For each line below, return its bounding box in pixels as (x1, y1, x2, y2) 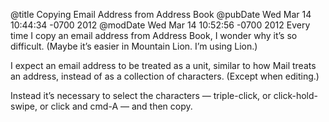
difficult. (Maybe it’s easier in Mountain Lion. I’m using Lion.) (10, 40, 258, 52)
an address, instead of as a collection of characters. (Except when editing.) (10, 70, 320, 82)
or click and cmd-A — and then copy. (39, 100, 193, 112)
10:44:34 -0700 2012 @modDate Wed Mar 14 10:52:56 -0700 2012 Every (10, 19, 311, 31)
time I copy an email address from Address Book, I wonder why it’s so (10, 30, 298, 41)
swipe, (10, 100, 38, 112)
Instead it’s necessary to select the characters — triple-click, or (10, 90, 272, 101)
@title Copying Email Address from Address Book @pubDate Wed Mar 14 (10, 9, 312, 20)
